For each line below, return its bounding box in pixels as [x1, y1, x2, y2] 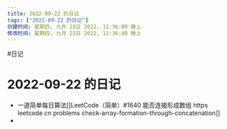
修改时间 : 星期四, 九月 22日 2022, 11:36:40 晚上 [7, 29, 141, 37]
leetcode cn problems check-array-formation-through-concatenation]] [17, 109, 221, 117]
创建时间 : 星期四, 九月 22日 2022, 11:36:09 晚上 [7, 23, 141, 30]
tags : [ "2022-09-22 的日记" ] [7, 17, 89, 24]
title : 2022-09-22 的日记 [7, 10, 79, 17]
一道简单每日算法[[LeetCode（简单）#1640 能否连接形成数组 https [17, 101, 208, 109]
